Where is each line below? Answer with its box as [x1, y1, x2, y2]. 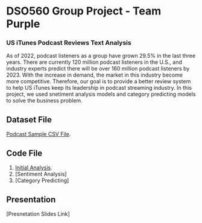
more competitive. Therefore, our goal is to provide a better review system [6, 78, 191, 85]
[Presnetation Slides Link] [6, 210, 71, 218]
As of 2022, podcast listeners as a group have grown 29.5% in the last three [6, 52, 196, 60]
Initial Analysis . [14, 164, 52, 171]
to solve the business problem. [6, 97, 83, 104]
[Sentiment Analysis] [14, 171, 67, 178]
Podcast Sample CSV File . [6, 131, 71, 138]
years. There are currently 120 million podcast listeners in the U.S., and [6, 58, 182, 66]
